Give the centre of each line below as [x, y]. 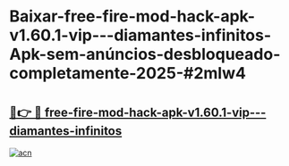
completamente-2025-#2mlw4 [127, 74]
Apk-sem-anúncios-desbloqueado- [145, 54]
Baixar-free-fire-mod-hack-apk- [132, 17]
